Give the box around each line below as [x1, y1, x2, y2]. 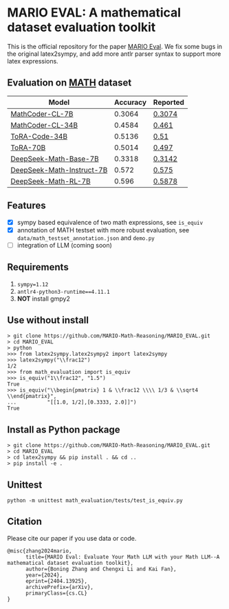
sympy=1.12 [17, 281, 49, 288]
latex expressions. [7, 57, 58, 65]
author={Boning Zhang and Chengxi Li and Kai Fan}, [25, 566, 177, 572]
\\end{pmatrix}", [7, 393, 57, 400]
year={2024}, [25, 571, 63, 579]
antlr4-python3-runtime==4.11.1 [17, 288, 110, 295]
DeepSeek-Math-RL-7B [10, 176, 91, 186]
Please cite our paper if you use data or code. [7, 534, 137, 542]
